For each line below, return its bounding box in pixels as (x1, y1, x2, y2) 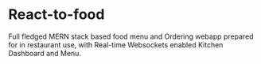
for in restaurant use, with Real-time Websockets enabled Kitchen (8, 40, 224, 49)
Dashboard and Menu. (8, 48, 82, 58)
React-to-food (8, 6, 105, 24)
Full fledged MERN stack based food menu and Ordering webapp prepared (8, 32, 254, 41)
